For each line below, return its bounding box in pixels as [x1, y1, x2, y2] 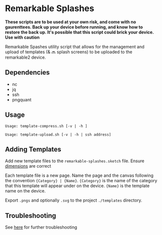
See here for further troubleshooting [5, 224, 77, 230]
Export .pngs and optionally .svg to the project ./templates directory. [5, 197, 143, 204]
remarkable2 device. [5, 54, 46, 60]
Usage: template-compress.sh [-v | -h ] [5, 124, 88, 128]
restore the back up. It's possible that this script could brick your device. [5, 29, 154, 35]
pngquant [12, 96, 31, 102]
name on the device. [5, 188, 46, 194]
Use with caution [5, 34, 40, 40]
